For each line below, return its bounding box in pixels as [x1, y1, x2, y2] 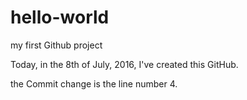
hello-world [10, 6, 110, 29]
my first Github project [10, 39, 103, 51]
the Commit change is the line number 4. [10, 77, 178, 90]
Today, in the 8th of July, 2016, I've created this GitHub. [10, 58, 239, 70]
